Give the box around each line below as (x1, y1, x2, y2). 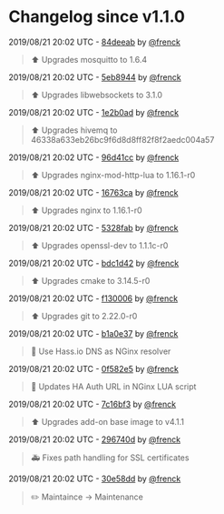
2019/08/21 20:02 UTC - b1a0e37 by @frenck (8, 328, 179, 338)
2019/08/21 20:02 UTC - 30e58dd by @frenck (8, 473, 181, 484)
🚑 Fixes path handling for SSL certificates (30, 452, 190, 463)
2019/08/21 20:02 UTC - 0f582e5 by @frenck (8, 363, 179, 374)
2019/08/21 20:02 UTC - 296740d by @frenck (8, 434, 181, 445)
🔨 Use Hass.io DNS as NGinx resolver (30, 346, 171, 357)
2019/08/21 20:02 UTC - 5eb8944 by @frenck (8, 71, 182, 83)
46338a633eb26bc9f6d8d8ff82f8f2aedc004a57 (30, 134, 215, 145)
